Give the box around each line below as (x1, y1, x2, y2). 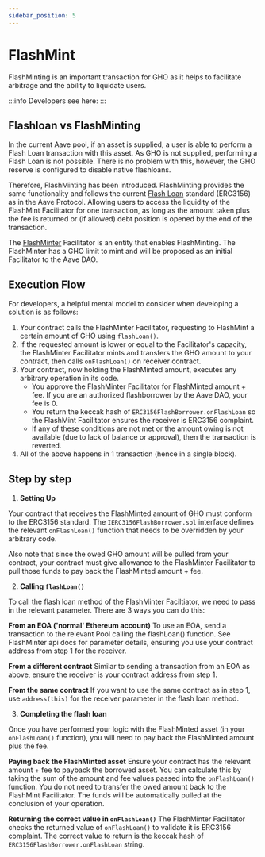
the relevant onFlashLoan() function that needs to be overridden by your (8, 525, 244, 535)
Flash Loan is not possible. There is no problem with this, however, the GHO (8, 156, 256, 167)
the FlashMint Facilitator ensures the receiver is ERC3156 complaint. (31, 416, 254, 425)
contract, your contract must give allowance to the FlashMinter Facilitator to (8, 558, 256, 567)
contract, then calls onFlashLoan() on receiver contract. (19, 356, 202, 366)
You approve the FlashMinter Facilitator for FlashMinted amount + (31, 382, 247, 391)
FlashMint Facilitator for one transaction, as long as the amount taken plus (8, 206, 250, 215)
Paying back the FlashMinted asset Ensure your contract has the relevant (8, 757, 252, 766)
